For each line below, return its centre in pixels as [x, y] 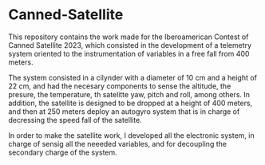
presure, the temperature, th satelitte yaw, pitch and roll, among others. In [129, 94]
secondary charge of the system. [63, 152]
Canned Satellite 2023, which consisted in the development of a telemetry [130, 45]
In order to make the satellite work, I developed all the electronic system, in [131, 135]
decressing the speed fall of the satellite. [75, 120]
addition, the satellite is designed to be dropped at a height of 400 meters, [131, 103]
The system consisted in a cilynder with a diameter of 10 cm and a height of [133, 77]
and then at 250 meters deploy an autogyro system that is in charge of [124, 111]
